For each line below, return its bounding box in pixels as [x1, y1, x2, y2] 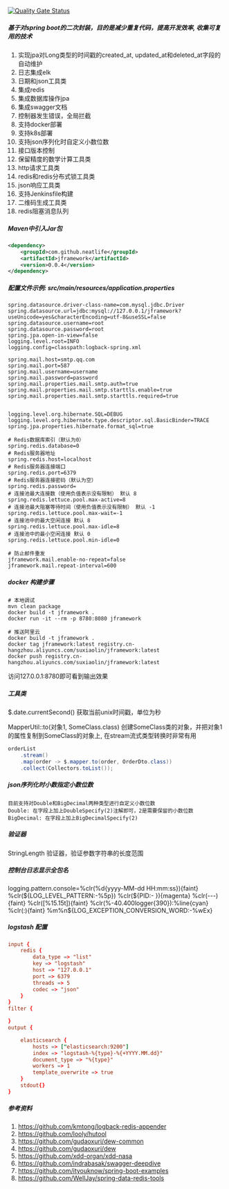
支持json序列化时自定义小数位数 [17, 137, 109, 146]
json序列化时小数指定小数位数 [8, 781, 93, 789]
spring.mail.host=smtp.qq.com [8, 356, 95, 364]
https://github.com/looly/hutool [17, 1129, 107, 1138]
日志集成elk [17, 68, 51, 76]
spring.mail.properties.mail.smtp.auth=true [8, 380, 138, 388]
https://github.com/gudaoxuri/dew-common [17, 1137, 144, 1145]
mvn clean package [8, 603, 61, 610]
